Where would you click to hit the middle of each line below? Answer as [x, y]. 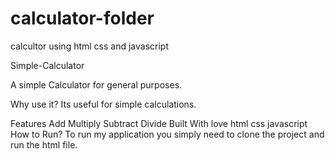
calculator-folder [82, 18]
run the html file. [44, 144]
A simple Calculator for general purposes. [96, 84]
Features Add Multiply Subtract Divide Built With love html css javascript [159, 123]
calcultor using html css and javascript [90, 46]
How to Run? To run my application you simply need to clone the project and [167, 134]
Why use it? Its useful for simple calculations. [103, 104]
